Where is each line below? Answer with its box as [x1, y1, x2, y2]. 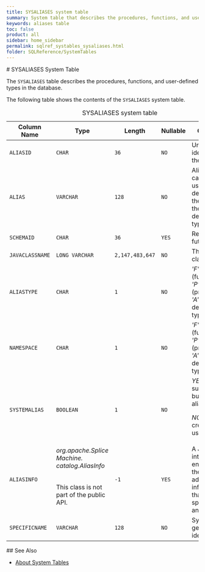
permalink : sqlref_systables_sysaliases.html [6, 43, 124, 50]
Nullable [161, 126, 186, 135]
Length [124, 126, 146, 135]
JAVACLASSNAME [9, 252, 51, 258]
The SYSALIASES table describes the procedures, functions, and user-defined [6, 77, 198, 85]
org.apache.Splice [56, 446, 109, 454]
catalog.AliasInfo [56, 461, 105, 470]
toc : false [6, 26, 34, 32]
